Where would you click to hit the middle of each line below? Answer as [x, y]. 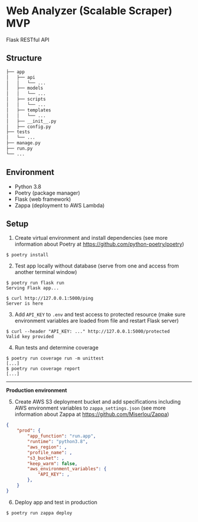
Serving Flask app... [33, 288]
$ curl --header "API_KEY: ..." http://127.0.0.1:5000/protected [88, 332]
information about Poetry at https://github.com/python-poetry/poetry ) [99, 244]
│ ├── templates [29, 110]
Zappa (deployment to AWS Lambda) [60, 205]
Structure [24, 58]
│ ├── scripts [26, 99]
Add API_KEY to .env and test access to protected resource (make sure [100, 315]
